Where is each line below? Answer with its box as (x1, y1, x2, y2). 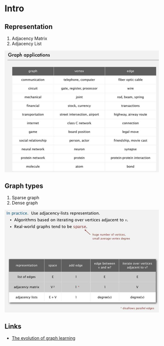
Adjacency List (11, 41, 42, 47)
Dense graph (11, 200, 38, 206)
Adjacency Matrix (11, 35, 47, 41)
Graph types (4, 182, 44, 190)
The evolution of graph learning (11, 335, 75, 341)
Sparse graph (11, 195, 40, 201)
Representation (4, 23, 53, 31)
